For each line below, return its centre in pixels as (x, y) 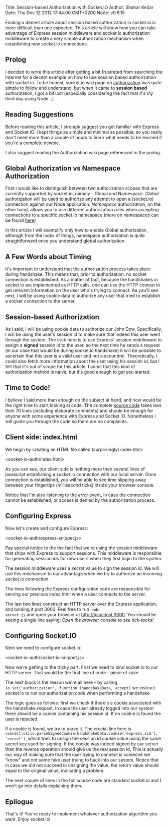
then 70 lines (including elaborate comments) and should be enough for (79, 410)
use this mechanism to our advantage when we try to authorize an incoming (83, 573)
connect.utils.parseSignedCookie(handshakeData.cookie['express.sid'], (81, 734)
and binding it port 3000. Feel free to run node (52, 609)
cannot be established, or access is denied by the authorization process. (80, 500)
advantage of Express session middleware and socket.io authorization (78, 33)
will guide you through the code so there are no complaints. (67, 421)
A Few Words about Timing (48, 257)
